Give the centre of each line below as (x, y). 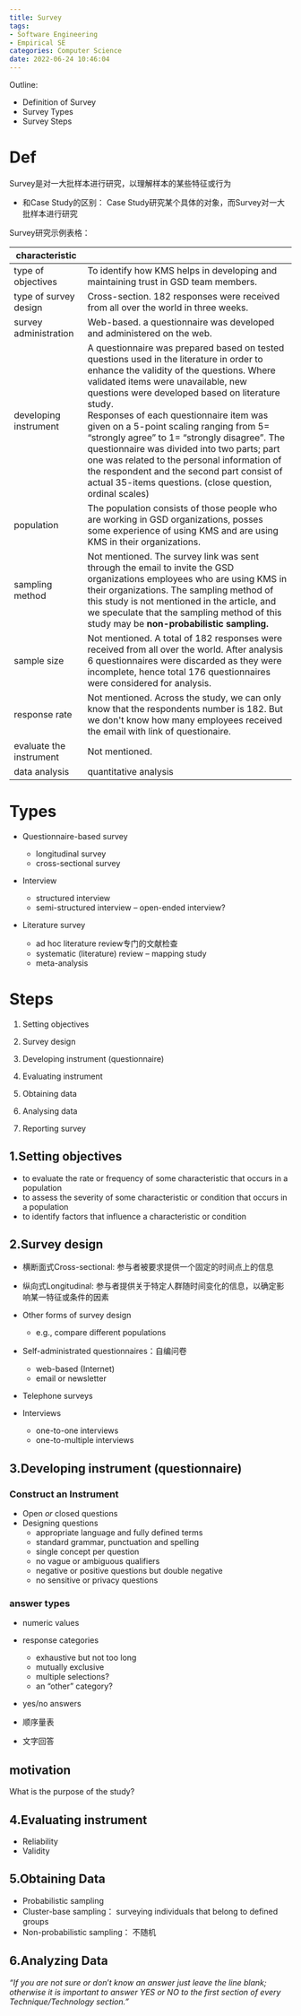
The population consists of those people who (182, 508)
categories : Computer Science (66, 51)
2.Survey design (56, 1244)
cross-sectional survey (78, 863)
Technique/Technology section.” (69, 2002)
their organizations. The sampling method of (181, 590)
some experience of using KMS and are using (183, 530)
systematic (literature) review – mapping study (121, 953)
